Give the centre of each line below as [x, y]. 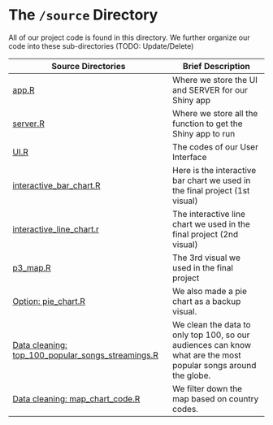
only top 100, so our [211, 335]
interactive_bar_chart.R [56, 185]
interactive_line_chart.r [56, 229]
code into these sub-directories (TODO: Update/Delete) [101, 46]
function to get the [207, 124]
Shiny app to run [204, 133]
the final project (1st [211, 190]
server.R [28, 124]
